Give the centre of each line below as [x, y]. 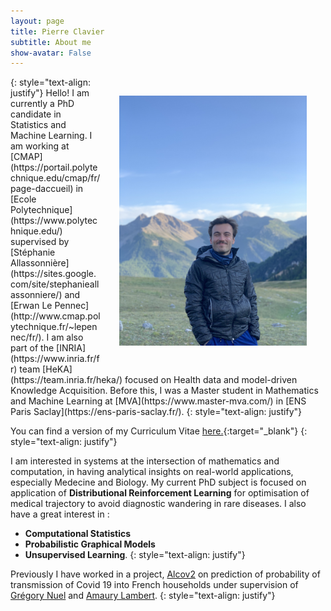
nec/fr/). [27, 337]
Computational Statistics [78, 534]
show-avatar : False [51, 53]
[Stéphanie [33, 252]
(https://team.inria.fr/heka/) [66, 380]
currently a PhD [42, 104]
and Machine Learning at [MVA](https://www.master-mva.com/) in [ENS [158, 401]
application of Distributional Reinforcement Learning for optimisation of [160, 493]
